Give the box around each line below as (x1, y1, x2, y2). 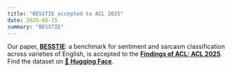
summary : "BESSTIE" (7, 23, 64, 30)
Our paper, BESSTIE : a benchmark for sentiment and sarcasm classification (7, 43, 226, 51)
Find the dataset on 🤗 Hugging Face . (7, 57, 114, 66)
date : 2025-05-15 (7, 17, 58, 24)
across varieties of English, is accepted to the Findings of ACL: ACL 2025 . (7, 50, 223, 58)
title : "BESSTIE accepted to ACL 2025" (7, 10, 124, 17)
